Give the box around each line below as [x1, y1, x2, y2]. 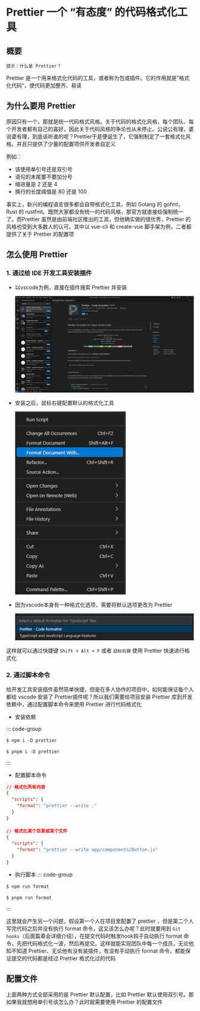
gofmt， [163, 200, 183, 207]
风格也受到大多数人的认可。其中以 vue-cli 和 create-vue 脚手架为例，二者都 [6, 223, 192, 230]
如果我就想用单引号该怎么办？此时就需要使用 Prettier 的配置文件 [6, 998, 162, 1005]
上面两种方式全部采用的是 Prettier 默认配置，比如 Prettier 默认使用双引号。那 [6, 991, 194, 998]
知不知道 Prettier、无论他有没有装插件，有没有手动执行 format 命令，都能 [6, 947, 186, 954]
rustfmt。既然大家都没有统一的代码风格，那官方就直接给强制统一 [25, 208, 184, 215]
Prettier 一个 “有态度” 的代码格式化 [6, 5, 177, 19]
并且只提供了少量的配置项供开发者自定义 [16, 140, 116, 147]
